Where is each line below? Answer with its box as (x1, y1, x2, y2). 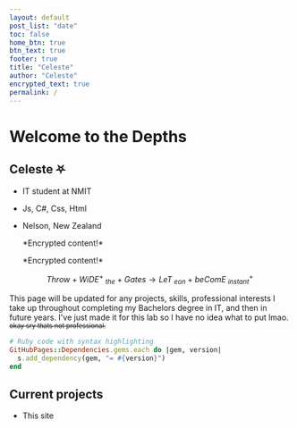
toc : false (9, 29, 50, 38)
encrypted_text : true (9, 80, 90, 88)
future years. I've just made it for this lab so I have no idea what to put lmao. (9, 312, 289, 323)
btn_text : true (9, 46, 66, 55)
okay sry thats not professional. (9, 321, 106, 331)
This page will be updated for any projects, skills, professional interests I (9, 292, 276, 304)
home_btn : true (9, 38, 66, 47)
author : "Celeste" (9, 71, 78, 80)
